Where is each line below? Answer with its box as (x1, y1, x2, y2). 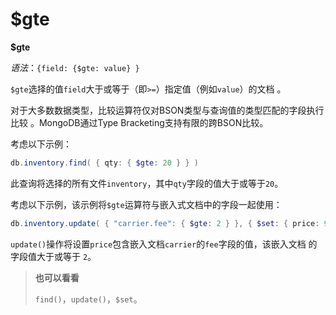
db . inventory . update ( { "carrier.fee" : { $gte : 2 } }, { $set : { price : (10, 218, 320, 228)
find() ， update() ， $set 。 (34, 293, 143, 305)
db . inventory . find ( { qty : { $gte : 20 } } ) (10, 158, 199, 168)
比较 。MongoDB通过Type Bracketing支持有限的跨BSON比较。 (10, 116, 269, 128)
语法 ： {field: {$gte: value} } (10, 61, 140, 73)
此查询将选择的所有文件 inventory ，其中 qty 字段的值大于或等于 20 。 (10, 177, 284, 189)
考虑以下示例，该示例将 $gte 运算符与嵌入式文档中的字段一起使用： (10, 198, 283, 210)
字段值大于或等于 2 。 (10, 250, 97, 262)
